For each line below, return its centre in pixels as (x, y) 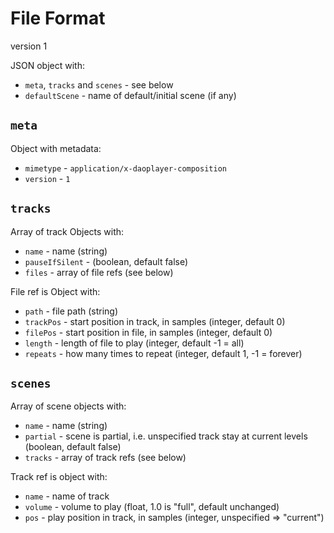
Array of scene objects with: (68, 406)
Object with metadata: (56, 148)
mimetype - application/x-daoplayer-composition (125, 168)
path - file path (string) (71, 311)
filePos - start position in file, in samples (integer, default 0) (148, 332)
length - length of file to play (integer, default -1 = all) (134, 343)
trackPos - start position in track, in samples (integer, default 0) (155, 321)
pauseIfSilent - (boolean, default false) (106, 261)
